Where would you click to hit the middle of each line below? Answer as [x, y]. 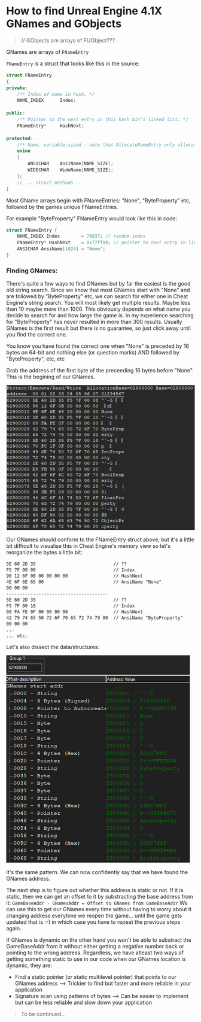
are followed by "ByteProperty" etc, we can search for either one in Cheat [97, 296]
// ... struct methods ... [51, 183]
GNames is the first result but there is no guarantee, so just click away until [99, 328]
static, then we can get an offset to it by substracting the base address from [100, 897]
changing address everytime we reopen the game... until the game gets [94, 916]
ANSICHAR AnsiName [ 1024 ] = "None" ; [61, 249]
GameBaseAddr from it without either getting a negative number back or [95, 947]
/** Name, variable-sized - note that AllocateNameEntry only [96, 145]
